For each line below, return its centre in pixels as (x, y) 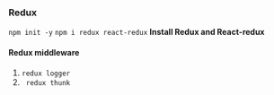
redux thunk (48, 82)
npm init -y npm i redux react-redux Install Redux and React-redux (137, 32)
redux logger (46, 73)
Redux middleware (44, 52)
